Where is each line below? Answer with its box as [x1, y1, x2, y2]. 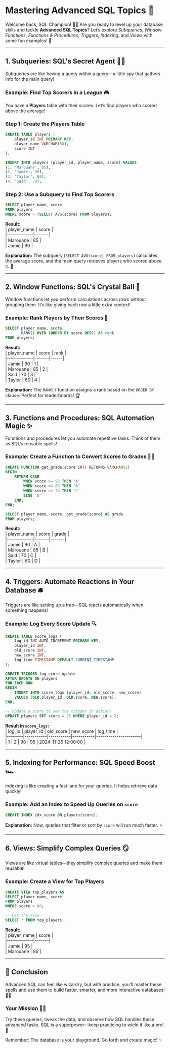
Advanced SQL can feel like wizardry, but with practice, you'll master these [5, 981, 162, 987]
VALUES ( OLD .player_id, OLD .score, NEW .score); [14, 695, 116, 700]
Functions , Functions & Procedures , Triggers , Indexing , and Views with [5, 32, 153, 38]
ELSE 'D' [23, 493, 42, 498]
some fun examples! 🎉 [5, 38, 52, 44]
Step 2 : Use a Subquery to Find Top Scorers [5, 191, 115, 198]
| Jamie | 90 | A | [5, 542, 40, 548]
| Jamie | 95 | [5, 943, 33, 949]
